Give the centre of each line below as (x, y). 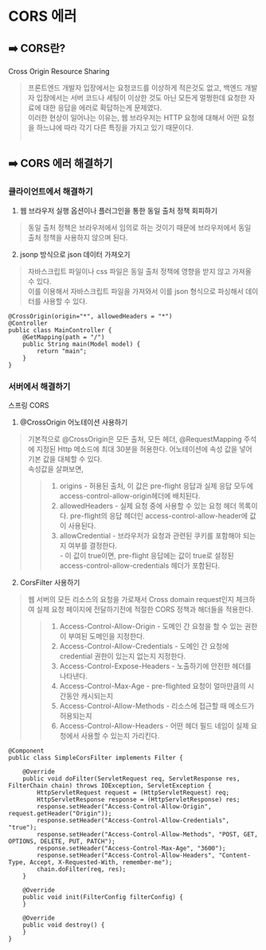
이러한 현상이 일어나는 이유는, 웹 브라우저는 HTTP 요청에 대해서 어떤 (134, 117)
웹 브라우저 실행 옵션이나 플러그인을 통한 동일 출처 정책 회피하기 (118, 210)
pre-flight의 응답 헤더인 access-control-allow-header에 (159, 515)
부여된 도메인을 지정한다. (106, 636)
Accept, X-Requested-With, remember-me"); (101, 862)
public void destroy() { (64, 925)
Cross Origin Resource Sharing (59, 71)
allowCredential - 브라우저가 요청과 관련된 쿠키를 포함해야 (150, 535)
